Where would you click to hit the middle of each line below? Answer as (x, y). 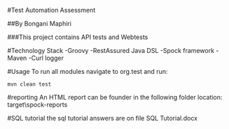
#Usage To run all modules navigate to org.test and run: (88, 71)
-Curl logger (46, 58)
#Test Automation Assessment (51, 10)
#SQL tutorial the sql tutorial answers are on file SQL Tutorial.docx (103, 118)
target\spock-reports (37, 105)
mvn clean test (29, 84)
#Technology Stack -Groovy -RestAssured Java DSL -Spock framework (111, 51)
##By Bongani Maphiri (40, 23)
